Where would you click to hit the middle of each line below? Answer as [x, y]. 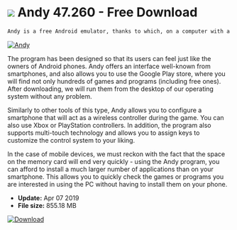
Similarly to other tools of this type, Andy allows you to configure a [105, 110]
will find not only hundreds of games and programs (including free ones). [114, 81]
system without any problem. [50, 96]
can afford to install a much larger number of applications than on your [111, 169]
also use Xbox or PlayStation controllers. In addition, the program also [109, 125]
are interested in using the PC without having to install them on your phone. [117, 184]
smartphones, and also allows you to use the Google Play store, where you [116, 73]
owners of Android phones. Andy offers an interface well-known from [109, 66]
